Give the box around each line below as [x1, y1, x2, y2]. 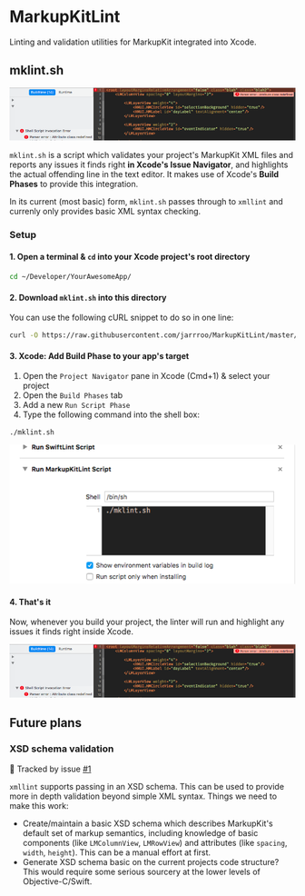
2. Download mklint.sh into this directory [9, 292, 167, 303]
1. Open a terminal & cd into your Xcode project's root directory [9, 251, 251, 262]
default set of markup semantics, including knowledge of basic [22, 827, 259, 838]
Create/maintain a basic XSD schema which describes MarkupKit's [22, 818, 274, 829]
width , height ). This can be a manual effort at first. [22, 847, 212, 858]
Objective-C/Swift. [22, 875, 93, 887]
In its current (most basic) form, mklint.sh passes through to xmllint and [9, 196, 283, 207]
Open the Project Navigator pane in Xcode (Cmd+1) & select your [22, 371, 271, 382]
